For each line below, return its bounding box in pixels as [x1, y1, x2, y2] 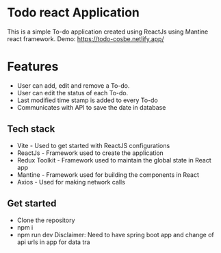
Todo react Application [7, 5, 140, 21]
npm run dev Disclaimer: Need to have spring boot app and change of [16, 230, 214, 239]
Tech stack [7, 123, 55, 135]
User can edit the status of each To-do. [16, 88, 129, 97]
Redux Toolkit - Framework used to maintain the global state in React [16, 156, 211, 164]
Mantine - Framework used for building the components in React [16, 170, 200, 179]
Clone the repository [16, 216, 75, 224]
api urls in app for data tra [16, 238, 90, 246]
